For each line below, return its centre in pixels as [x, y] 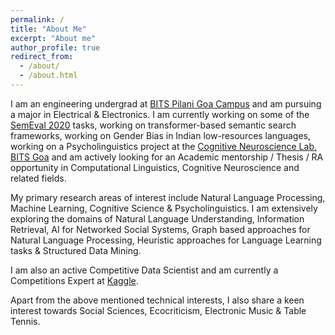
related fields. [38, 178]
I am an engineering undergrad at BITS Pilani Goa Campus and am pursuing [166, 103]
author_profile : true [55, 47]
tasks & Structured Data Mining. [76, 250]
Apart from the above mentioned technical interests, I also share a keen [157, 300]
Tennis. [25, 321]
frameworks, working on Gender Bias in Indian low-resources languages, [161, 135]
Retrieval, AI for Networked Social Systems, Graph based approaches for [160, 229]
